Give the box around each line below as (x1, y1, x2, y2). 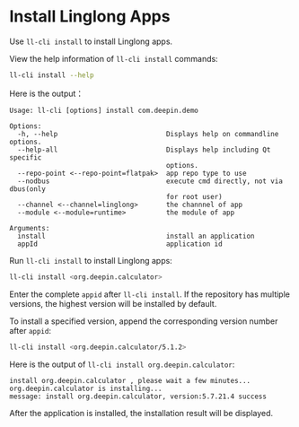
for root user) (165, 192, 223, 201)
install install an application (17, 231, 255, 240)
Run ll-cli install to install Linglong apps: (9, 255, 172, 266)
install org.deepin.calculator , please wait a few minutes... (9, 376, 251, 385)
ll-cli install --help (9, 70, 94, 80)
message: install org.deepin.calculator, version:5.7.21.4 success (9, 392, 268, 401)
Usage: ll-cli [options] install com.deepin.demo (9, 106, 199, 115)
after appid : (9, 325, 52, 335)
